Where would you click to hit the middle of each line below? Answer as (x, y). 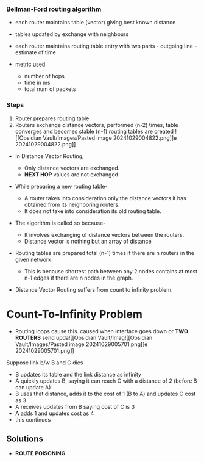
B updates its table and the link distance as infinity (78, 374)
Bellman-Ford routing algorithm (54, 9)
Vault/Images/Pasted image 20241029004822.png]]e (110, 138)
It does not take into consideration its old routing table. (93, 211)
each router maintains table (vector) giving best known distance (95, 23)
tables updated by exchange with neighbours (72, 34)
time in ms (37, 83)
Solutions (25, 439)
